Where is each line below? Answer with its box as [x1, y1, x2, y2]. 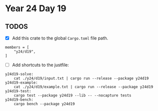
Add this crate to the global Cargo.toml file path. [12, 35, 108, 41]
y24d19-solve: [5, 72, 34, 77]
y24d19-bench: [5, 97, 34, 102]
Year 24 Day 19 [5, 3, 67, 14]
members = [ [5, 45, 29, 50]
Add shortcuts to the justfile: [12, 62, 69, 68]
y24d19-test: [5, 89, 32, 94]
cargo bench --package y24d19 [14, 102, 75, 107]
